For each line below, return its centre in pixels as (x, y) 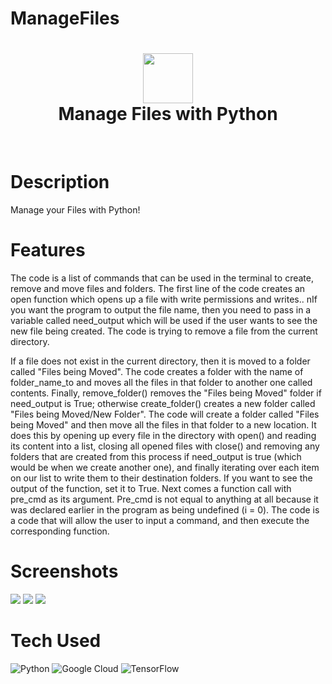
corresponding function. (60, 531)
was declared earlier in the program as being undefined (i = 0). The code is (165, 510)
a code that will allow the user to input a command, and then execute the (160, 520)
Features (48, 250)
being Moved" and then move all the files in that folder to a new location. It (163, 425)
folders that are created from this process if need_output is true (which (156, 456)
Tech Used (56, 641)
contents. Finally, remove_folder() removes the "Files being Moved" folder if (166, 393)
